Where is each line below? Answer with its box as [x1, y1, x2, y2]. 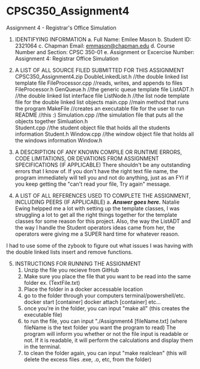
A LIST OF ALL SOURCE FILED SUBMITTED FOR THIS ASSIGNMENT [14, 66, 184, 73]
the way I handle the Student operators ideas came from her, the [14, 224, 175, 231]
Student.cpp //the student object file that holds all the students [14, 124, 171, 131]
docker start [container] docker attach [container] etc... [23, 298, 161, 305]
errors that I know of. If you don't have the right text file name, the [14, 167, 178, 175]
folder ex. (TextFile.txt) [23, 279, 80, 286]
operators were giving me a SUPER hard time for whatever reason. [14, 230, 180, 237]
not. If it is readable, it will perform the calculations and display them [23, 337, 193, 344]
